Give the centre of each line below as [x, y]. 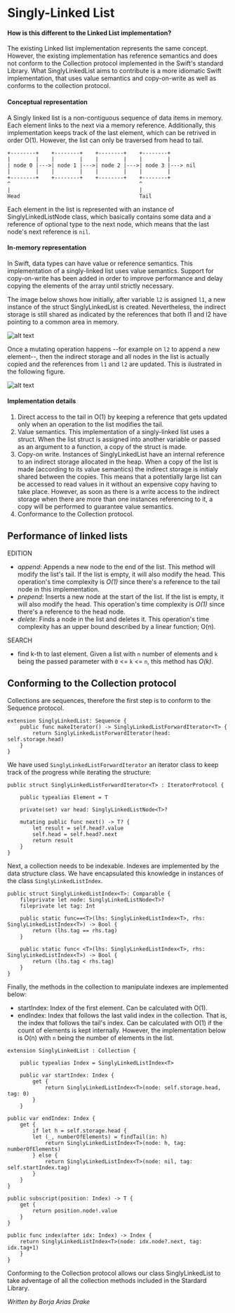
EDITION [20, 553]
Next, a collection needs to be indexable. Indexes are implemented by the [113, 865]
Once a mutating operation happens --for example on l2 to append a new [114, 349]
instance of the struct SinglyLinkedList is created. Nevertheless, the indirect [117, 307]
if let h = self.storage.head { [80, 1131]
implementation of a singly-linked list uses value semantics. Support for [110, 271]
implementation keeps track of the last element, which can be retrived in [112, 132]
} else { [45, 1155]
